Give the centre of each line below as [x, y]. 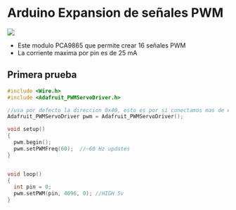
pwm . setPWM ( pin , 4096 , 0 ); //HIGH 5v [69, 194]
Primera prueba [42, 75]
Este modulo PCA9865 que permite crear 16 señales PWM [101, 45]
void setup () [26, 129]
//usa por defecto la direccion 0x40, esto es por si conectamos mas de [116, 110]
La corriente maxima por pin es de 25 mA [77, 52]
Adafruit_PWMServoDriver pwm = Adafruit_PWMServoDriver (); [96, 117]
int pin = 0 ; [33, 187]
